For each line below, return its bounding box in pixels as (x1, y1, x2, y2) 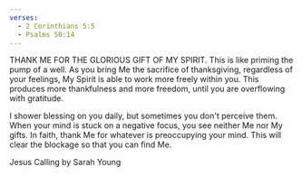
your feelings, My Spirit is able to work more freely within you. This (9, 74, 259, 85)
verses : (9, 13, 39, 23)
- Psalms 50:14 (17, 30, 75, 39)
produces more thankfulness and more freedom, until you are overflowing (9, 83, 286, 95)
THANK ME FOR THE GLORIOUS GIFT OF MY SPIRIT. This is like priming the (9, 55, 294, 66)
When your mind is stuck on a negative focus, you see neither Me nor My (9, 120, 283, 131)
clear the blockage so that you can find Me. (9, 139, 172, 150)
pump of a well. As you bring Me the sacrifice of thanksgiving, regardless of (9, 64, 293, 75)
